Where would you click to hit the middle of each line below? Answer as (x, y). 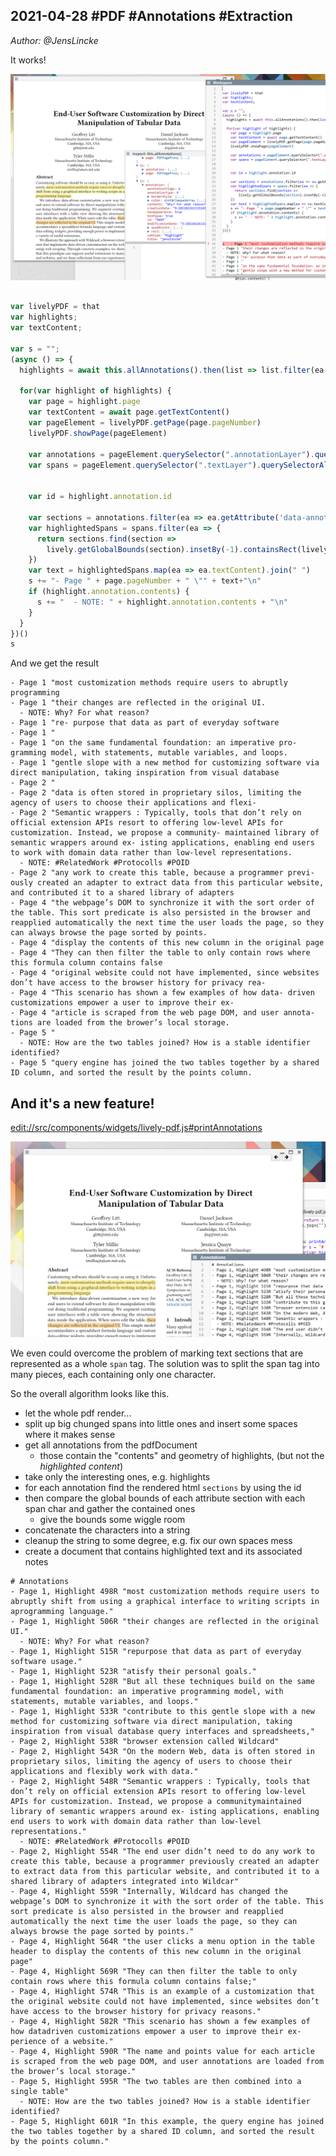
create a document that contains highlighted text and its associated (163, 1551)
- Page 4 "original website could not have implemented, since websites (165, 973)
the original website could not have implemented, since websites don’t (165, 2001)
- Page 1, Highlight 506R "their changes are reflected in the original (165, 1621)
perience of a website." (62, 2041)
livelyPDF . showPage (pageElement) (98, 433)
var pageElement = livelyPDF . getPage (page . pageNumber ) (145, 423)
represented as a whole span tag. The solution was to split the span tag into (165, 1363)
